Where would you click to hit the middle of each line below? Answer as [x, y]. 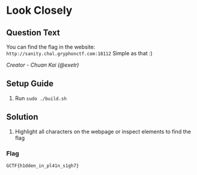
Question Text [33, 33]
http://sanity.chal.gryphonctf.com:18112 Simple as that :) [80, 53]
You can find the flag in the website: [51, 47]
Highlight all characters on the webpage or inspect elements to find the [103, 131]
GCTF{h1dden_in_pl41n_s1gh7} [43, 165]
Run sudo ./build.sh [41, 98]
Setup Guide [30, 84]
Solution [22, 117]
